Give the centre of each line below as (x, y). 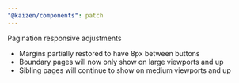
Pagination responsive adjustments (64, 38)
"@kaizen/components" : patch (55, 15)
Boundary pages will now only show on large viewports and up (121, 62)
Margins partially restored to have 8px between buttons (109, 53)
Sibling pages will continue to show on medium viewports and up (125, 70)
